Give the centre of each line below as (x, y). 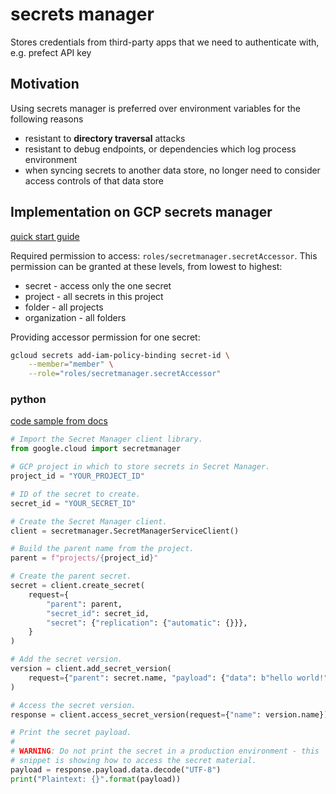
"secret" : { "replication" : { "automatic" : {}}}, (147, 623)
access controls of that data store (94, 180)
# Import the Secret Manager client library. (106, 439)
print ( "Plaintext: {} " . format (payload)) (96, 779)
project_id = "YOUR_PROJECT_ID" (77, 476)
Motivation (45, 84)
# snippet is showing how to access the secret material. (133, 761)
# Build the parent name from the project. (102, 549)
